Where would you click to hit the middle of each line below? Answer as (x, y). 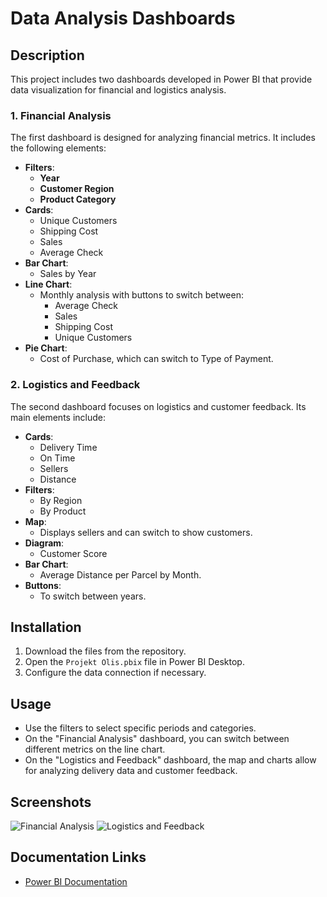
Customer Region (77, 189)
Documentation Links (78, 857)
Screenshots (51, 802)
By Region (61, 500)
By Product (63, 511)
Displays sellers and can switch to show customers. (146, 532)
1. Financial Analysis (61, 115)
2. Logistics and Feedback (75, 385)
